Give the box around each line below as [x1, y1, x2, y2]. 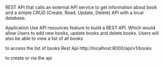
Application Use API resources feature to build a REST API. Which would [5, 25, 155, 31]
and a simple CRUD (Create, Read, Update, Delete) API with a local [5, 10, 144, 16]
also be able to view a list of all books [5, 35, 83, 41]
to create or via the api [5, 55, 52, 61]
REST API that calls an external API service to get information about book [5, 5, 157, 10]
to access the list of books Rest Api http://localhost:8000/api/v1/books [5, 45, 152, 51]
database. [5, 15, 26, 21]
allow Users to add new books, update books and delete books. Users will [5, 30, 159, 36]
